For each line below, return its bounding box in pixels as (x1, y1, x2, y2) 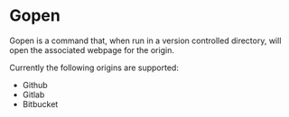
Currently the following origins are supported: (9, 62, 179, 73)
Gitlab (22, 89, 45, 100)
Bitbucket (22, 98, 59, 109)
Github (22, 79, 48, 90)
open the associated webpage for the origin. (9, 44, 174, 55)
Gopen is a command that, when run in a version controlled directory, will (9, 35, 282, 46)
